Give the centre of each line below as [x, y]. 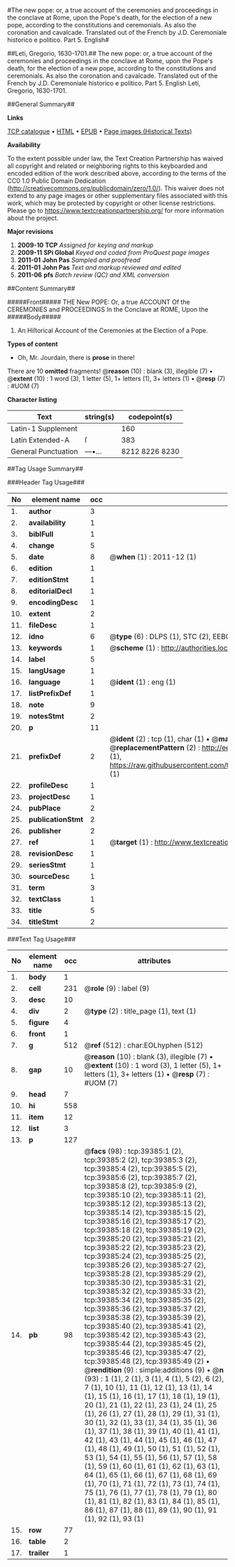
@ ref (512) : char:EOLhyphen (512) [144, 1045]
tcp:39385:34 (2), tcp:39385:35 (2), [145, 1300]
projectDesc [50, 796]
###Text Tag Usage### [42, 939]
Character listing [32, 399]
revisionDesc [51, 854]
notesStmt [47, 716]
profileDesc [49, 785]
